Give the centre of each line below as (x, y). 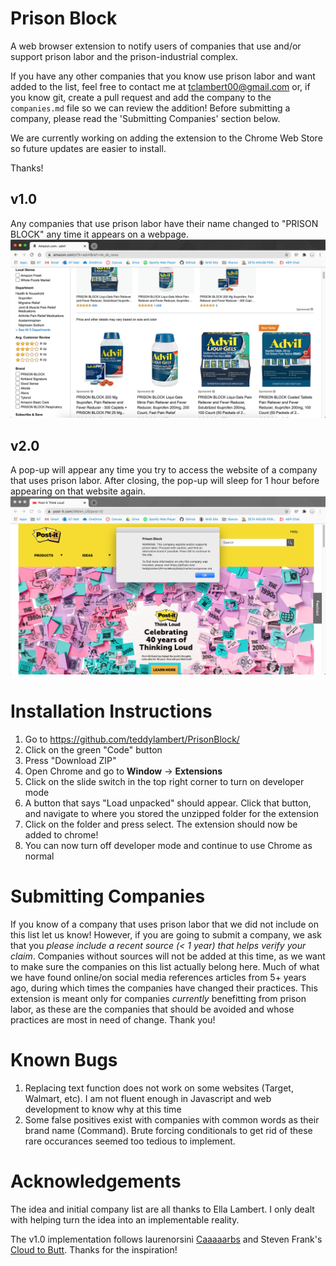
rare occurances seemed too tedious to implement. (130, 1141)
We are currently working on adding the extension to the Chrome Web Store (166, 138)
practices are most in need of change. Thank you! (113, 1019)
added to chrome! (61, 834)
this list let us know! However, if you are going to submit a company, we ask (166, 934)
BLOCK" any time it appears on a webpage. (99, 234)
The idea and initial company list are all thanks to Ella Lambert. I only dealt (162, 1209)
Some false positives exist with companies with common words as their (172, 1119)
